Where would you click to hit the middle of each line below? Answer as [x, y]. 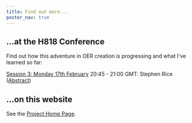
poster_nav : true [28, 17]
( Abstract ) [19, 80]
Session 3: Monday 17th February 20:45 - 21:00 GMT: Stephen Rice [89, 74]
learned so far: [24, 62]
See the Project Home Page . [41, 114]
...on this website [39, 99]
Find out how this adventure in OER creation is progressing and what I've [96, 56]
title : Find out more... [37, 12]
